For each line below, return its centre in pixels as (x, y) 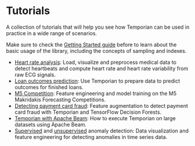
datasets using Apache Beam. (51, 124)
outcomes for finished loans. (49, 87)
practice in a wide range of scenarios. (52, 33)
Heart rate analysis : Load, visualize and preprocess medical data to (95, 62)
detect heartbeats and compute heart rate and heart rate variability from (101, 68)
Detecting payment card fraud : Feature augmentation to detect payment (101, 106)
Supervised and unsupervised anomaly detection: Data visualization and (101, 131)
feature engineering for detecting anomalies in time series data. (91, 137)
